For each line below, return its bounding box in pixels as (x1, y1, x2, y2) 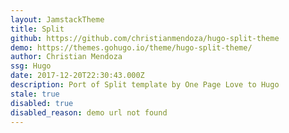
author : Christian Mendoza (10, 52, 123, 62)
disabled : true (10, 98, 74, 108)
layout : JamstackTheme (10, 14, 105, 25)
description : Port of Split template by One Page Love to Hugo (10, 80, 280, 90)
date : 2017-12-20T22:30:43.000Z (10, 71, 145, 81)
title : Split (10, 24, 65, 34)
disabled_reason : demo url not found (10, 107, 168, 118)
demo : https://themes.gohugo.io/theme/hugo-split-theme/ (10, 42, 253, 53)
